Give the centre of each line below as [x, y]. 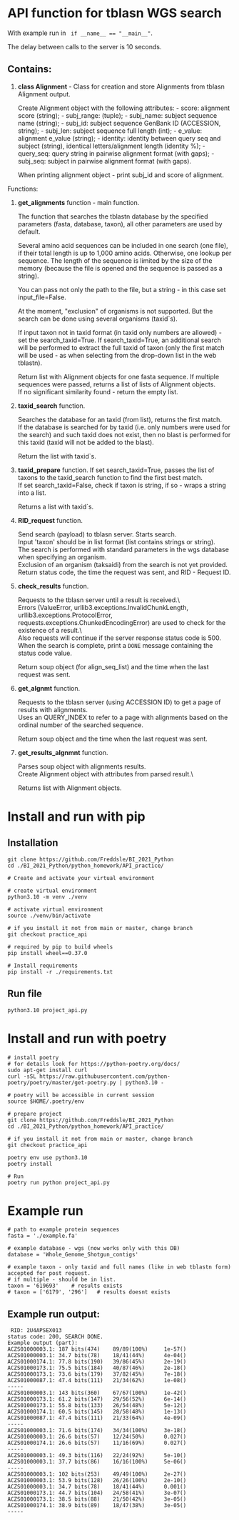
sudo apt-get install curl [47, 1070]
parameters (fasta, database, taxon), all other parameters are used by [120, 224]
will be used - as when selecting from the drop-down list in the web [117, 355]
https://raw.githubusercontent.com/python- [105, 1076]
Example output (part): [43, 1343]
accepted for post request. [49, 1274]
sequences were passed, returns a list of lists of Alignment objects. [117, 384]
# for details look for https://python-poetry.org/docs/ [94, 1064]
